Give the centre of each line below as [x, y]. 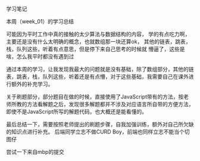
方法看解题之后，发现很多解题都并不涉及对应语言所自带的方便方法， [110, 104]
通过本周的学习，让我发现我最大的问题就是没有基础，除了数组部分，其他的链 [100, 69]
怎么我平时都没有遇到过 [45, 56]
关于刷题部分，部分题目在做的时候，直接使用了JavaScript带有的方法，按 [95, 97]
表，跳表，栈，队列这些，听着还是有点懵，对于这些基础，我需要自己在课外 [97, 77]
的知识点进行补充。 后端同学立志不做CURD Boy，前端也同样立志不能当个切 [98, 132]
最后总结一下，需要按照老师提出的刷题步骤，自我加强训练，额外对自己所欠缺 [100, 124]
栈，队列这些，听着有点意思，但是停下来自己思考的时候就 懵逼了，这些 [93, 49]
